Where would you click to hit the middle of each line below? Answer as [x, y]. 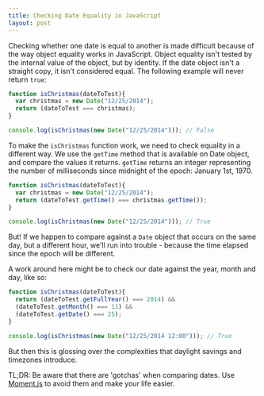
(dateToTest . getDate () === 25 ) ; [69, 314]
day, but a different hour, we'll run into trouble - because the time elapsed [128, 245]
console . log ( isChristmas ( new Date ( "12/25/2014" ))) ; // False [111, 130]
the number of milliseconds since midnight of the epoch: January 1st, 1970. [130, 171]
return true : [27, 79]
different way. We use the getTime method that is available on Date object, [129, 154]
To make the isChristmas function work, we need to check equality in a [124, 145]
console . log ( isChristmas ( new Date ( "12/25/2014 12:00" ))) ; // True [120, 336]
